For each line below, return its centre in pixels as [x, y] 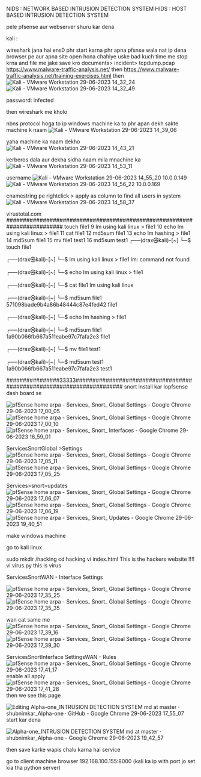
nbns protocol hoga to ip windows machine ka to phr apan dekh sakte [92, 123]
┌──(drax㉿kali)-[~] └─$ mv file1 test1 [53, 349]
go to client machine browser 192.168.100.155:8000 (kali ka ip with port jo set [101, 761]
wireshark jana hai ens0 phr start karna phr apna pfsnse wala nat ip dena [97, 50]
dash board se [24, 393]
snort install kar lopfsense [156, 387]
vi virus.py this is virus [34, 565]
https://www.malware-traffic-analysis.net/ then [64, 69]
